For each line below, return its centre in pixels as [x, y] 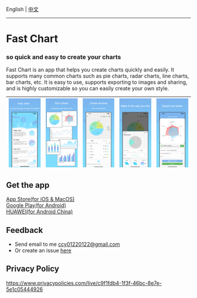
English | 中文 [23, 9]
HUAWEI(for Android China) [40, 212]
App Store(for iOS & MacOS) [40, 199]
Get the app [28, 185]
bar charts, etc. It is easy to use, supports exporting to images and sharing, [97, 82]
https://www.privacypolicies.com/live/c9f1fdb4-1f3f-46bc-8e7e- [84, 283]
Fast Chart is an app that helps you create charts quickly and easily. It [90, 70]
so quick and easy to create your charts [64, 57]
